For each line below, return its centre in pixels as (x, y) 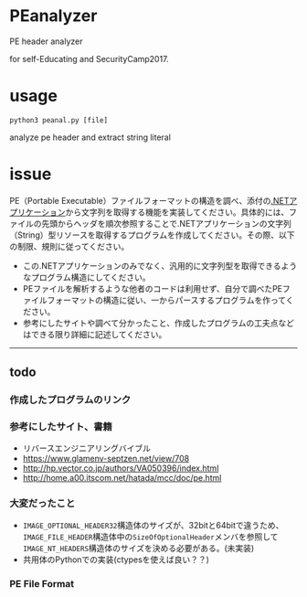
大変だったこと (42, 504)
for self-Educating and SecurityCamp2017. (89, 59)
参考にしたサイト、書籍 (61, 427)
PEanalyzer (53, 16)
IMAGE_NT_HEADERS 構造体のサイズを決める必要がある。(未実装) (138, 548)
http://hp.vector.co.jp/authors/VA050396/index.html (121, 468)
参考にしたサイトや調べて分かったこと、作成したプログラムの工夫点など (159, 323)
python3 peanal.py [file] (58, 120)
